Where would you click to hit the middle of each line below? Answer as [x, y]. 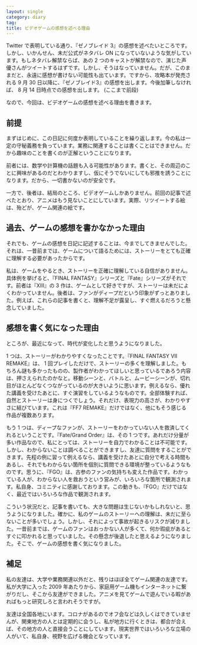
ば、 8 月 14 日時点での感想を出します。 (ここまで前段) [72, 90]
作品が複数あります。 [32, 415]
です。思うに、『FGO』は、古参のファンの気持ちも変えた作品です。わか [97, 472]
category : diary [26, 17]
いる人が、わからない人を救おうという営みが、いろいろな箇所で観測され [98, 479]
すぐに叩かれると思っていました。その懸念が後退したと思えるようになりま [96, 536]
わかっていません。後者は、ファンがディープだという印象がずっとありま [98, 292]
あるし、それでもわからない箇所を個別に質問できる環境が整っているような [96, 464]
